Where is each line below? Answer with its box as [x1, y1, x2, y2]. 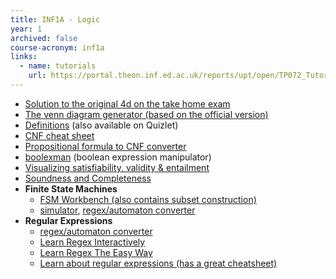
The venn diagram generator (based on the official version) [24, 108, 269, 120]
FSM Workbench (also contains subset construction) [39, 193, 257, 205]
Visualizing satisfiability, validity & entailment [24, 161, 210, 173]
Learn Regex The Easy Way [39, 246, 153, 258]
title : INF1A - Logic [10, 14, 101, 25]
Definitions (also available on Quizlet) [24, 119, 179, 131]
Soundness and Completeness [24, 172, 152, 184]
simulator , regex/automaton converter [39, 204, 196, 216]
